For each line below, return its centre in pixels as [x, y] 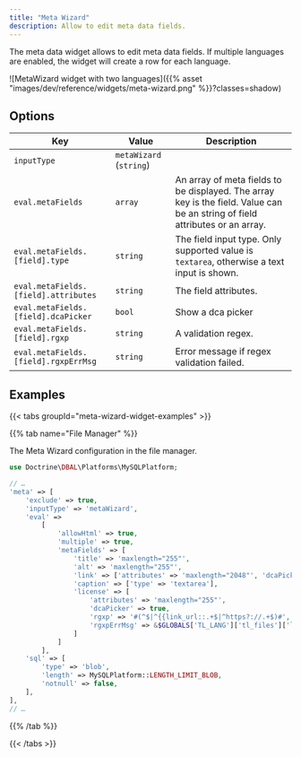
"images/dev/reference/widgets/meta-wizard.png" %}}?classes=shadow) [146, 88]
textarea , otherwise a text [230, 262]
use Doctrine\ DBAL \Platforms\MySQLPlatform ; [94, 467]
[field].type [42, 261]
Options [32, 116]
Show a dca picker [214, 312]
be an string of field [216, 213]
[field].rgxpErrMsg [55, 361]
